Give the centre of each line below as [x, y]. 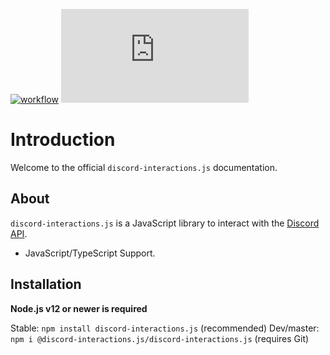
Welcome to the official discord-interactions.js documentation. [144, 167]
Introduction [63, 140]
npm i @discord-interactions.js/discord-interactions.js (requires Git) [160, 338]
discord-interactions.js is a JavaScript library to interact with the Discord [165, 223]
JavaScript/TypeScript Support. [90, 253]
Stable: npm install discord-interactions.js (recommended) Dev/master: [165, 328]
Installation [46, 284]
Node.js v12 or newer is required [79, 308]
